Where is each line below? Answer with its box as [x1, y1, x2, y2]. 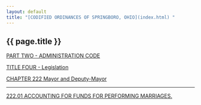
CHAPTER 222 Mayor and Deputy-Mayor [6, 75, 107, 82]
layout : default [6, 8, 47, 15]
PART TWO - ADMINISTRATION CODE [6, 52, 100, 60]
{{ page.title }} [6, 36, 62, 47]
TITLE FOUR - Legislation [6, 64, 69, 71]
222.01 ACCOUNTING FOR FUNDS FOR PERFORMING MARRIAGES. [6, 92, 172, 100]
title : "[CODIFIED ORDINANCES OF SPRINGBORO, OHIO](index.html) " [6, 14, 175, 20]
